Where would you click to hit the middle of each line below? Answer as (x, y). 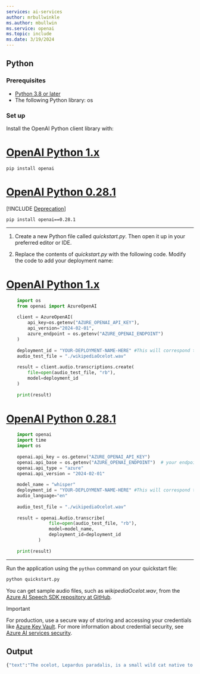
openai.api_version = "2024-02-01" (61, 473)
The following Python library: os (54, 100)
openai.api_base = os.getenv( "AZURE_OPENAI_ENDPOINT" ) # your (97, 462)
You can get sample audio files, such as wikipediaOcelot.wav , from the (93, 590)
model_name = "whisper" (46, 485)
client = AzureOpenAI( (45, 317)
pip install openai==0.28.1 (41, 219)
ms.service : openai (30, 28)
